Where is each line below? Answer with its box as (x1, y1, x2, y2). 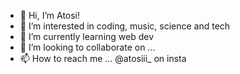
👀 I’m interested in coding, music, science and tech (19, 20, 231, 32)
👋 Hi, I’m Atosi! (19, 10, 81, 21)
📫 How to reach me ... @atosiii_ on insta (19, 53, 187, 64)
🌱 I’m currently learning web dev (19, 31, 155, 42)
